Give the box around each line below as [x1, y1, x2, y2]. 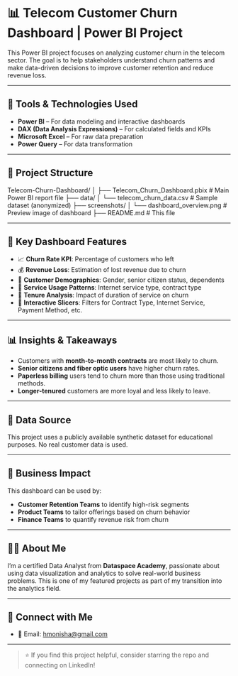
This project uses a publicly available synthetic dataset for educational [7, 433, 213, 441]
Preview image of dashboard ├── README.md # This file [7, 208, 176, 217]
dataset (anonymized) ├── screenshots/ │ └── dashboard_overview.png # [7, 201, 227, 209]
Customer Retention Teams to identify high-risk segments [17, 500, 190, 508]
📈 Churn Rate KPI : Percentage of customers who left [17, 255, 174, 263]
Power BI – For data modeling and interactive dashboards [17, 117, 186, 126]
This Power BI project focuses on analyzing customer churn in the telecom [7, 48, 225, 57]
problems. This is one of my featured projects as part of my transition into [7, 576, 222, 585]
